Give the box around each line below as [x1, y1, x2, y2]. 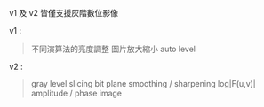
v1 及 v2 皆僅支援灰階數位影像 [9, 8, 118, 18]
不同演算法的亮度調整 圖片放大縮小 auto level [30, 43, 196, 54]
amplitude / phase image [30, 88, 123, 98]
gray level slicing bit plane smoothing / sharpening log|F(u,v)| [30, 79, 256, 88]
